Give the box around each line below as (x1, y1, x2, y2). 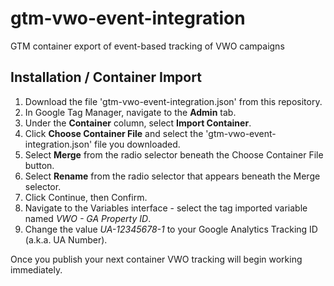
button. (24, 159, 55, 171)
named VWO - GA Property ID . (24, 212, 152, 224)
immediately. (10, 263, 63, 276)
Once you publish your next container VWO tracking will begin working (10, 253, 303, 265)
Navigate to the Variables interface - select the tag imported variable (24, 202, 308, 214)
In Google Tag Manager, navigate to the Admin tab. (24, 106, 237, 118)
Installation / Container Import (10, 69, 202, 86)
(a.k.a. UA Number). (24, 233, 108, 246)
